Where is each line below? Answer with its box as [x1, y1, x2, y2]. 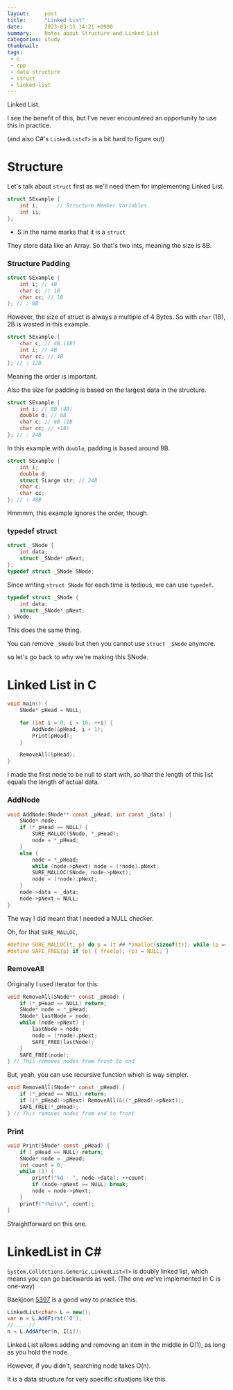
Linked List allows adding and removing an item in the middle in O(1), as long [7, 1341, 226, 1349]
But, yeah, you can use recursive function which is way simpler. [7, 1071, 189, 1079]
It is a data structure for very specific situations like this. [7, 1375, 168, 1384]
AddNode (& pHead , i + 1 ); [32, 725, 104, 733]
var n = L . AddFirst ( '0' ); [7, 1315, 82, 1322]
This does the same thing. [7, 626, 82, 634]
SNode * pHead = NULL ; [19, 707, 82, 714]
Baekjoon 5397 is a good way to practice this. [7, 1295, 138, 1304]
